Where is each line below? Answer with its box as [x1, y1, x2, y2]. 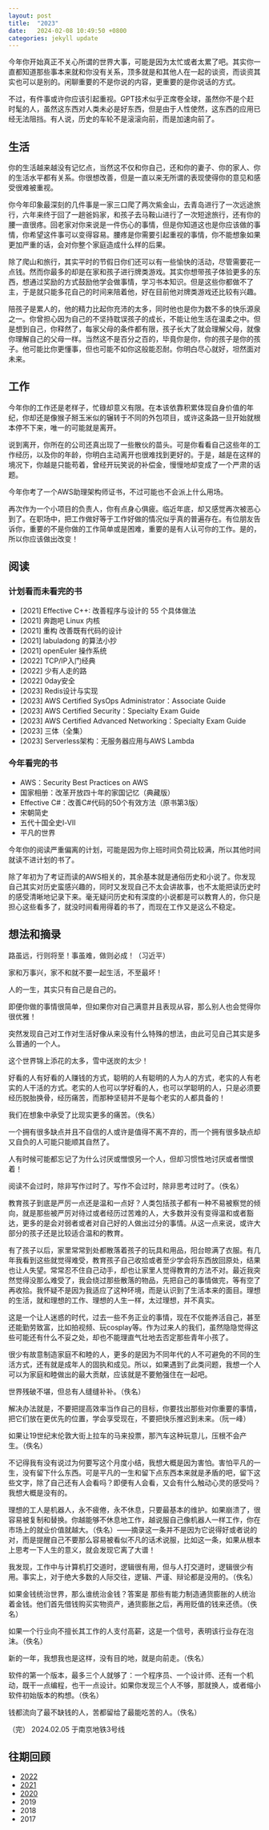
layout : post [8, 11, 52, 20]
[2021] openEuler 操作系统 [19, 646, 107, 655]
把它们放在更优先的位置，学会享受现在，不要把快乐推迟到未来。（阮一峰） [8, 1413, 251, 1423]
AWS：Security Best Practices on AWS [19, 777, 149, 787]
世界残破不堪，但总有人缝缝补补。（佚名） [8, 1387, 146, 1396]
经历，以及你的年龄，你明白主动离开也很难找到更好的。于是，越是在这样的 [14, 450, 261, 460]
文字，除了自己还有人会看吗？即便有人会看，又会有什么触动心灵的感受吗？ [14, 1477, 261, 1488]
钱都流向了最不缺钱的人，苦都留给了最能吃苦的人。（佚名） [8, 1707, 202, 1717]
